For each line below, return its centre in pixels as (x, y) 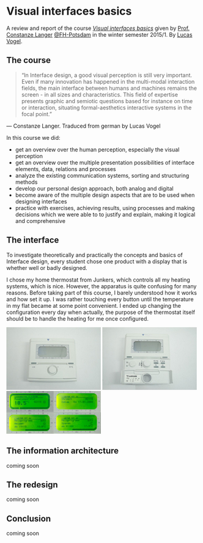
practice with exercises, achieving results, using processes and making (105, 208)
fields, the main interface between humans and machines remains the (109, 88)
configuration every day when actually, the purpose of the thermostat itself (101, 312)
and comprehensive (40, 220)
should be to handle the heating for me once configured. (77, 318)
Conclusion (29, 518)
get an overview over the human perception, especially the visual (97, 149)
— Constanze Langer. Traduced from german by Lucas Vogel (83, 126)
